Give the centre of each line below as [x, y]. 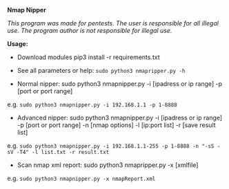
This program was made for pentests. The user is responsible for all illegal [113, 23]
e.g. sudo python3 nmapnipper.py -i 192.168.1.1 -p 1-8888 [92, 104]
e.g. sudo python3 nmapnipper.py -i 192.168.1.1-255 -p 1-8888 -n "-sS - [114, 146]
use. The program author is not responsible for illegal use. [90, 31]
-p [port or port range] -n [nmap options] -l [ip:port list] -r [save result [116, 125]
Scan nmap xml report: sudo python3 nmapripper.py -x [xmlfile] [108, 165]
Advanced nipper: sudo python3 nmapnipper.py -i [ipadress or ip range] [120, 118]
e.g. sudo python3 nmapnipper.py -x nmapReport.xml [81, 178]
